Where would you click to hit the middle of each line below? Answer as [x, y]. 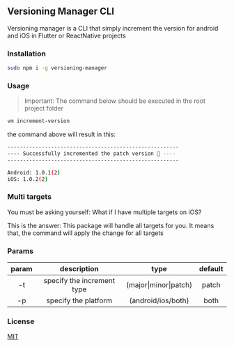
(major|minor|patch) [159, 285]
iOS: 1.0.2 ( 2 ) [28, 179]
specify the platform [79, 300]
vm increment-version [39, 121]
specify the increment [79, 281]
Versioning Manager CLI [61, 11]
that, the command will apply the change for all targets [85, 233]
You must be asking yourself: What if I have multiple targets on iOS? [104, 212]
